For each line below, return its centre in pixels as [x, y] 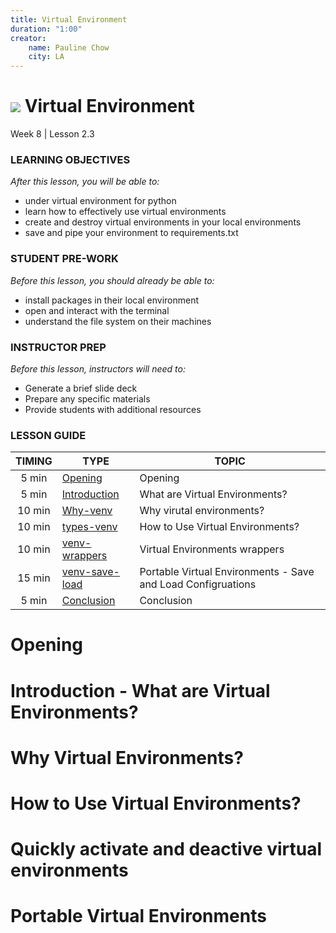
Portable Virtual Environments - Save [227, 572]
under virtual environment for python [100, 201]
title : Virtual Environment [69, 19]
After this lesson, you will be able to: [85, 182]
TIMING [34, 461]
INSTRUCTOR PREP [58, 347]
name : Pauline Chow [69, 47]
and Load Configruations [198, 584]
